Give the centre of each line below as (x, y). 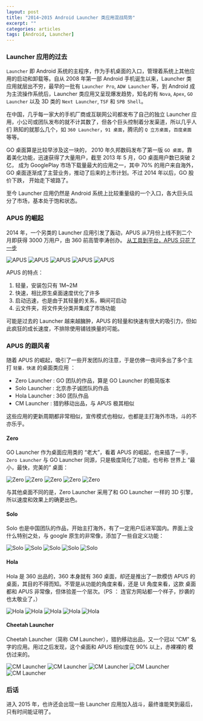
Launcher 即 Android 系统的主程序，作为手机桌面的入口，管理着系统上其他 (98, 71)
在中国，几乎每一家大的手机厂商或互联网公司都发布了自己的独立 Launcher (98, 114)
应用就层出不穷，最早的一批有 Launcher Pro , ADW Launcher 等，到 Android (97, 86)
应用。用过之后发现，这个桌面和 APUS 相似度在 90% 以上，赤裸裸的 (102, 646)
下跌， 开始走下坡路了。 (41, 180)
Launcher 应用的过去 (37, 57)
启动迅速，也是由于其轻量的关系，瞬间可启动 (71, 300)
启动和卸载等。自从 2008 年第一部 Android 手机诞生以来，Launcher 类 (104, 79)
